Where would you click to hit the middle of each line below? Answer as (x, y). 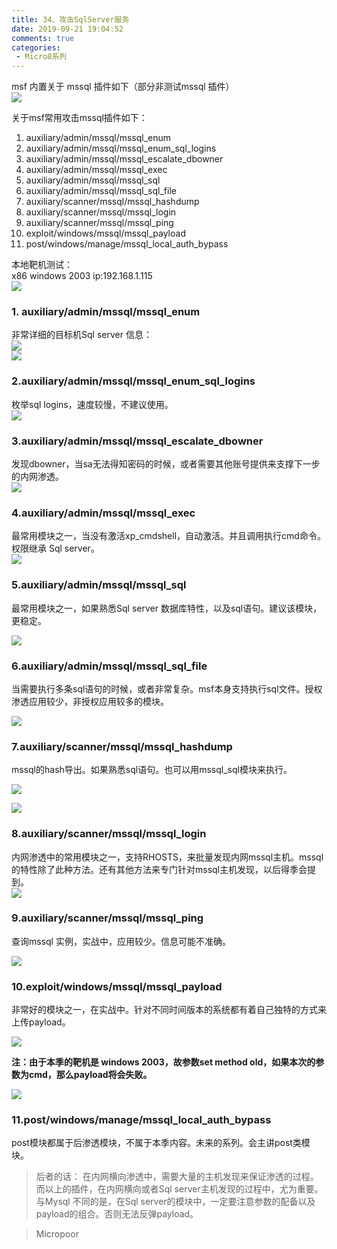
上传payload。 (41, 1022)
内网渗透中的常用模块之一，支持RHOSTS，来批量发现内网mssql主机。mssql (167, 857)
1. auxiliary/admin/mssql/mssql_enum (106, 312)
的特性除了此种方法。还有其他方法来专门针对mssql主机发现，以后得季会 (159, 869)
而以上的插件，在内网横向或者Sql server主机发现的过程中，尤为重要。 (179, 1189)
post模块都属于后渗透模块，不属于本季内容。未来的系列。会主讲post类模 (161, 1143)
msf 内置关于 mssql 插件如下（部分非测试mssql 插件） (123, 87)
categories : (36, 47)
